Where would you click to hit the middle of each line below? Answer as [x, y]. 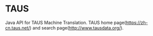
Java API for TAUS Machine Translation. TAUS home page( [65, 22]
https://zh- [137, 22]
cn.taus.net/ [17, 27]
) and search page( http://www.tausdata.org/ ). [77, 27]
